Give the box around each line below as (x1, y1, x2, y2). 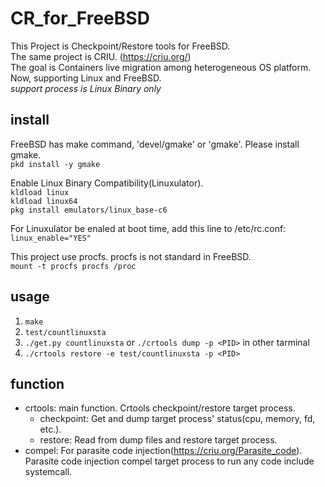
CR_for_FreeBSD (10, 7, 150, 30)
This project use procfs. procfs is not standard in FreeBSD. (10, 250, 252, 262)
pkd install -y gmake (10, 159, 101, 169)
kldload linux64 (10, 196, 78, 206)
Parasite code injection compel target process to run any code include (24, 455, 315, 467)
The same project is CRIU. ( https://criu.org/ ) (10, 50, 192, 62)
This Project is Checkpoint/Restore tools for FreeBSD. (10, 40, 231, 52)
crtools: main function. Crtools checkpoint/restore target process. (24, 402, 296, 414)
